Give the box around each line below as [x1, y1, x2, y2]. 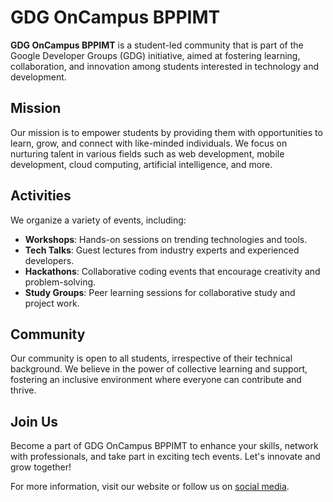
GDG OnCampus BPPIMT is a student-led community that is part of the [10, 39, 304, 51]
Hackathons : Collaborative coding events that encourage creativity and [24, 265, 321, 277]
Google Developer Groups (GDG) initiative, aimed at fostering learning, [10, 49, 301, 61]
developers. [24, 254, 75, 266]
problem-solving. [24, 276, 97, 288]
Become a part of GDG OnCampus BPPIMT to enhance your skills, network [10, 440, 319, 452]
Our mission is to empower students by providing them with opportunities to [10, 126, 323, 138]
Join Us [10, 413, 59, 430]
